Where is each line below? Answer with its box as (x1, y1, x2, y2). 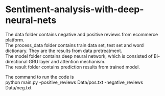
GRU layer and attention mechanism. (28, 58, 106, 64)
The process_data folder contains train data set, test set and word (5, 42, 144, 48)
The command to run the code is (5, 74, 74, 80)
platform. (5, 37, 25, 43)
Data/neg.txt (5, 84, 32, 90)
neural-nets (5, 14, 57, 26)
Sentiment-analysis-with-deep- (5, 4, 144, 15)
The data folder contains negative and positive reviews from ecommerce (5, 31, 158, 37)
